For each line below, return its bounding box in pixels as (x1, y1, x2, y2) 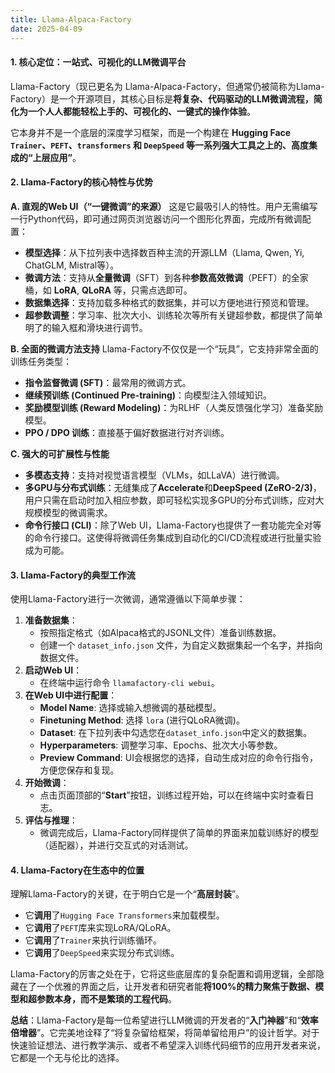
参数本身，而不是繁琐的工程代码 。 (36, 993, 177, 1005)
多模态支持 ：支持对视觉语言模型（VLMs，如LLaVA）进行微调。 (24, 469, 285, 481)
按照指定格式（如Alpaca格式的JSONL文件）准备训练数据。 (39, 627, 282, 639)
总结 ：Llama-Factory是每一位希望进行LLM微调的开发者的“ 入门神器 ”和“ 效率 (10, 1014, 319, 1026)
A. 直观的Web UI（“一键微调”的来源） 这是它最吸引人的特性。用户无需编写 (10, 200, 318, 212)
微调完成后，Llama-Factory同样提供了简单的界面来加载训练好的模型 (39, 827, 320, 839)
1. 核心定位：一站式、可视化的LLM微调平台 (10, 56, 187, 68)
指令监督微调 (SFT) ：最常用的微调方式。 (24, 376, 192, 388)
